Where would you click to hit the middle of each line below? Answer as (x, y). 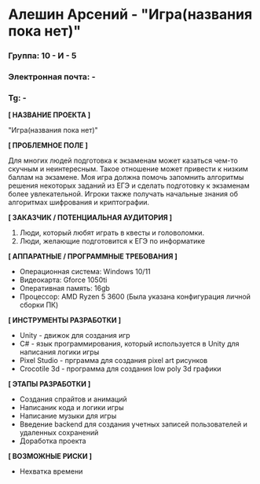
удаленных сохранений (59, 433)
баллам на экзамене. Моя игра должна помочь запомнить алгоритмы (126, 178)
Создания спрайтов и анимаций (73, 399)
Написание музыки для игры (68, 416)
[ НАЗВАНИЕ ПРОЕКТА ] (49, 115)
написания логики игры (59, 352)
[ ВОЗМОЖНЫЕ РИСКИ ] (50, 456)
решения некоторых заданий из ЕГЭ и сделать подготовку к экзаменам (129, 185)
